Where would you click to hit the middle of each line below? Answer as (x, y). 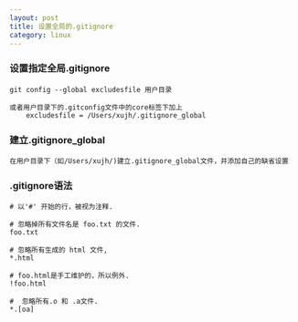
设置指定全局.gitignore (60, 68)
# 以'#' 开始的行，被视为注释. (61, 207)
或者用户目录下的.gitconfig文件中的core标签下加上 (96, 107)
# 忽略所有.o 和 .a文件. (54, 302)
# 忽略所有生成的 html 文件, (59, 250)
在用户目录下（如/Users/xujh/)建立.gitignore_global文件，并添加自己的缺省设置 (149, 161)
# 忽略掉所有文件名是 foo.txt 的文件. (75, 224)
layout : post (34, 18)
